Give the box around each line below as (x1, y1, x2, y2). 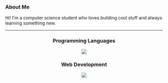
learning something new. (5, 20, 56, 26)
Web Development (60, 61, 107, 68)
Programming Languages (52, 37, 116, 44)
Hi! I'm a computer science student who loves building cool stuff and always (5, 15, 162, 21)
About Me (5, 3, 30, 10)
